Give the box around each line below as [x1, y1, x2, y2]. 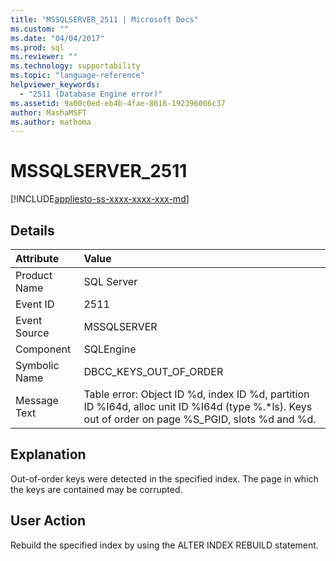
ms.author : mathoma [10, 117, 92, 127]
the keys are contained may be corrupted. [10, 483, 183, 495]
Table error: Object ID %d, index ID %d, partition [83, 387, 310, 401]
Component [15, 342, 72, 356]
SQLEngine [83, 342, 137, 356]
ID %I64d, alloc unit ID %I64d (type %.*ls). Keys [83, 400, 313, 413]
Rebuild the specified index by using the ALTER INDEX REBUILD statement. [10, 539, 319, 551]
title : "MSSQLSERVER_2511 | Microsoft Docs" [10, 14, 199, 25]
